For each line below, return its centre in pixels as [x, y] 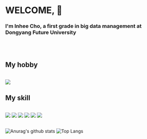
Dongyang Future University [41, 32]
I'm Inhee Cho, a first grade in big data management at [73, 26]
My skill [18, 98]
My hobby [22, 64]
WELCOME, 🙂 [34, 10]
